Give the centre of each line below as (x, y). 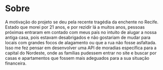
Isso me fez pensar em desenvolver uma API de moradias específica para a (81, 48)
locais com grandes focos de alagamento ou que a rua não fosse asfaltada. (81, 42)
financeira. (16, 63)
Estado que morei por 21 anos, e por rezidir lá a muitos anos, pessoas (75, 27)
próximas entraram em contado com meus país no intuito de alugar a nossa (81, 32)
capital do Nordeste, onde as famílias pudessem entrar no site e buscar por (81, 53)
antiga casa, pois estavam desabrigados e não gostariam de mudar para (78, 37)
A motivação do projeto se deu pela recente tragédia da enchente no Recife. (82, 22)
